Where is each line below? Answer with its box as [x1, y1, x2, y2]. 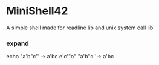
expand [6, 39, 29, 48]
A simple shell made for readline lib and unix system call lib [6, 24, 154, 31]
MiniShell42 [6, 4, 68, 18]
